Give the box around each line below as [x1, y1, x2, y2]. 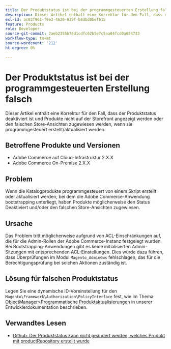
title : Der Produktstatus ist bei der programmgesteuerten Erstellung [5, 7, 158, 13]
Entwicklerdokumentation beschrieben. [5, 304, 88, 310]
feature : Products [5, 21, 44, 27]
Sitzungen [5, 249, 27, 255]
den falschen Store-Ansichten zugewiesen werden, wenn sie [5, 121, 133, 127]
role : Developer [5, 26, 40, 32]
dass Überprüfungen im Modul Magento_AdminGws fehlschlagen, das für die [5, 254, 160, 260]
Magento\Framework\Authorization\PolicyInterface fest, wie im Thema [5, 293, 154, 299]
